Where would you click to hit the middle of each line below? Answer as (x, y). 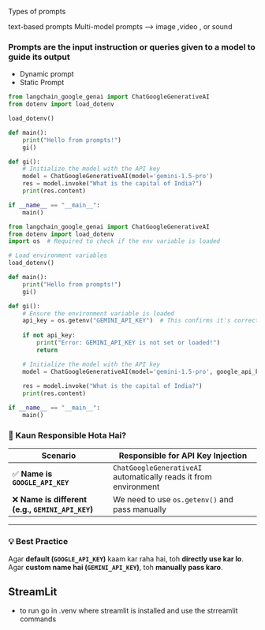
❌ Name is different (50, 500)
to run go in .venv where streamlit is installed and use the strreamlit (129, 611)
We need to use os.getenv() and (174, 500)
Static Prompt (42, 83)
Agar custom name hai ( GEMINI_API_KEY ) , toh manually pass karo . (116, 567)
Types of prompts (37, 11)
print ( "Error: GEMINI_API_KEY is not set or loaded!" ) (129, 343)
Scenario (59, 456)
